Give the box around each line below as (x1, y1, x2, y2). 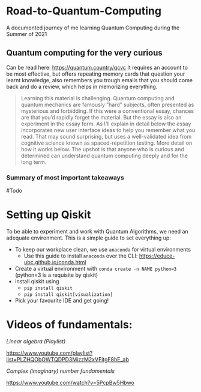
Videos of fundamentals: (6, 318, 133, 331)
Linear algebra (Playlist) (6, 337, 66, 345)
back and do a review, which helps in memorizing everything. (6, 83, 158, 90)
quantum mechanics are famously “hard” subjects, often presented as (20, 101, 194, 108)
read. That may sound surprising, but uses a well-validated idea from (20, 133, 192, 140)
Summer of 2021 (6, 30, 47, 37)
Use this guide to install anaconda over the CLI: (23, 252, 138, 259)
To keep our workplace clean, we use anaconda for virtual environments (14, 246, 191, 253)
